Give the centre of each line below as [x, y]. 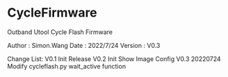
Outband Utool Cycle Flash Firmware [60, 32]
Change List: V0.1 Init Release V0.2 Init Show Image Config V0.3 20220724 [114, 59]
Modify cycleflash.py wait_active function [67, 66]
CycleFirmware [52, 13]
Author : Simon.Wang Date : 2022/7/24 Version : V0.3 [84, 45]
